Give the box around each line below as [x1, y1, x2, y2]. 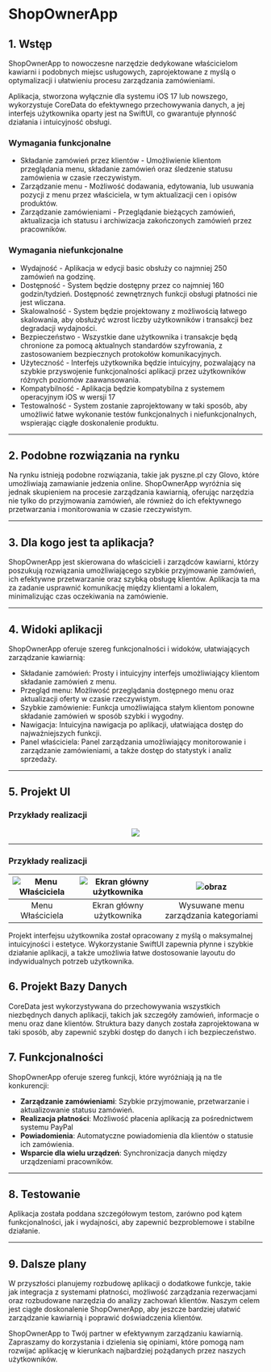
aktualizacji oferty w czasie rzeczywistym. [19, 694, 161, 704]
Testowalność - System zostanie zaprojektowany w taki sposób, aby [19, 400, 248, 410]
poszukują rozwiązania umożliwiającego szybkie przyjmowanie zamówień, [8, 565, 256, 575]
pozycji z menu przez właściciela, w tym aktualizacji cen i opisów [19, 190, 238, 200]
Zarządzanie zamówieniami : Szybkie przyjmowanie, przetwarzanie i [19, 1096, 250, 1106]
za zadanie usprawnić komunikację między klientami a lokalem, [8, 583, 219, 593]
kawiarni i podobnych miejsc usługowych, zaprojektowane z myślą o [8, 67, 236, 77]
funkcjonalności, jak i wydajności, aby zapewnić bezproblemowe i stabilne [8, 1217, 256, 1227]
